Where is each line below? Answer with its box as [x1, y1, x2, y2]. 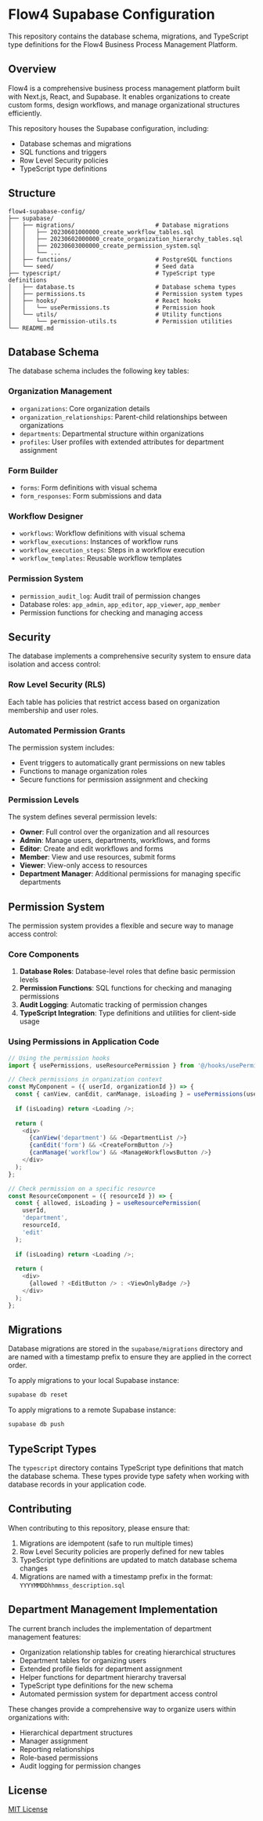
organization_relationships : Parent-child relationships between [19, 412, 228, 421]
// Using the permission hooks [8, 1054, 110, 1062]
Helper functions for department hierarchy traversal [19, 1672, 186, 1681]
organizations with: [8, 1713, 70, 1722]
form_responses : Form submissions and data [19, 491, 162, 500]
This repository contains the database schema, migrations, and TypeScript [8, 31, 249, 41]
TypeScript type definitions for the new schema [19, 1681, 174, 1690]
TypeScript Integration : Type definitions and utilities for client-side [19, 1009, 236, 1018]
